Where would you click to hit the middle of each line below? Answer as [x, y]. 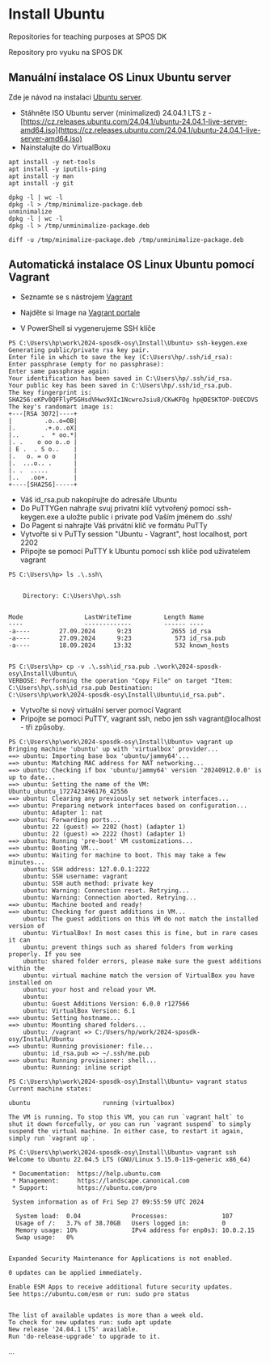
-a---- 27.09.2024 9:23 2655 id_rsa [110, 631]
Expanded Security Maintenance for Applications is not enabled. [120, 1259]
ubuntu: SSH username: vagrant [76, 876]
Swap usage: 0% [45, 1237]
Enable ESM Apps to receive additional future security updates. [120, 1287]
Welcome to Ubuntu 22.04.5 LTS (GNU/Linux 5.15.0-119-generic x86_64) [130, 1159]
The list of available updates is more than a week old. [106, 1315]
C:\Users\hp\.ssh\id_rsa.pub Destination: [81, 688]
